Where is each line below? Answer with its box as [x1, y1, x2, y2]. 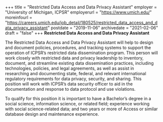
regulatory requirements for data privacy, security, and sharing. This [5, 76, 142, 81]
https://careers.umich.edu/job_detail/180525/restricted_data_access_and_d [7, 20, 158, 25]
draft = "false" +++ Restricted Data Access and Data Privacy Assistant [5, 30, 150, 36]
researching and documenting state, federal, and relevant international [5, 71, 146, 76]
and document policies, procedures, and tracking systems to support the [5, 45, 151, 50]
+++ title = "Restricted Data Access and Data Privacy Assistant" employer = [5, 4, 157, 10]
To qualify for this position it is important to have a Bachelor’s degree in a [5, 96, 151, 102]
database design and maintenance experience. [5, 111, 99, 117]
